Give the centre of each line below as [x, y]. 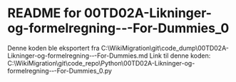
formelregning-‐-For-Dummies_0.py [60, 71]
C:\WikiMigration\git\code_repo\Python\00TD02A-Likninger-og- [101, 63]
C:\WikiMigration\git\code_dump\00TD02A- [165, 48]
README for [45, 13]
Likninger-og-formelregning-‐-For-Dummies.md [78, 56]
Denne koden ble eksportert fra [53, 48]
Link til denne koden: [180, 56]
